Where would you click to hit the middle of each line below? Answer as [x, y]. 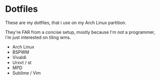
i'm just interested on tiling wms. [38, 37]
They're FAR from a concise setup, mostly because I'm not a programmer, [80, 32]
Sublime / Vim [26, 73]
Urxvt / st [22, 62]
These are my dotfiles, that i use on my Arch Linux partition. [66, 23]
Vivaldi [19, 57]
